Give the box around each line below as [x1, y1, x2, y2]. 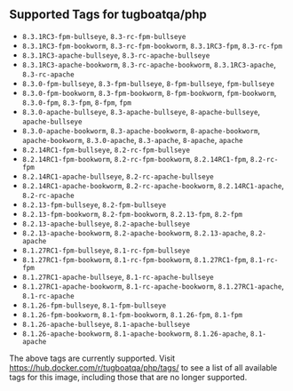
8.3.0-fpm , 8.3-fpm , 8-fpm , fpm [21, 97, 131, 108]
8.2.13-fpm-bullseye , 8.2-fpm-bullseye [21, 199, 167, 210]
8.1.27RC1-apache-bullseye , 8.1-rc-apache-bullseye [21, 271, 215, 282]
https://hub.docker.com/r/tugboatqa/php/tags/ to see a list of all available [9, 362, 278, 372]
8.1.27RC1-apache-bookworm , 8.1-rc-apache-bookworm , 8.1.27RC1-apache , [21, 280, 284, 291]
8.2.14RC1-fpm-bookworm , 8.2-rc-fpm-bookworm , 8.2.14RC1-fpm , [21, 153, 249, 164]
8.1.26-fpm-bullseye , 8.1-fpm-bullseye [21, 299, 167, 310]
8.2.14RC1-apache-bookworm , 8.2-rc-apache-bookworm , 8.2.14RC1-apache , [21, 180, 284, 190]
